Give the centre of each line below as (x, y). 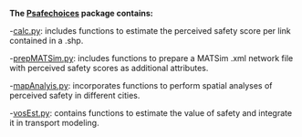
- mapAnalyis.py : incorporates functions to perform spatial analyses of (141, 85)
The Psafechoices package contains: (81, 13)
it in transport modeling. (54, 123)
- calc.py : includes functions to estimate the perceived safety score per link (151, 31)
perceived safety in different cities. (75, 95)
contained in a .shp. (47, 41)
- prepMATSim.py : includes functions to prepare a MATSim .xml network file (151, 58)
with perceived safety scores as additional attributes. (109, 68)
